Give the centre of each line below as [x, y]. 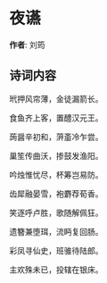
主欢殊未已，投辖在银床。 [56, 270]
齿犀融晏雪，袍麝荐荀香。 [56, 194]
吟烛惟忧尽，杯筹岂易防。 [56, 174]
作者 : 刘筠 [27, 45]
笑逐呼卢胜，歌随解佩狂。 [56, 212]
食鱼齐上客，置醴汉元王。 [56, 118]
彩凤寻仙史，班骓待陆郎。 [56, 250]
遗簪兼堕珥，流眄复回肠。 [56, 231]
